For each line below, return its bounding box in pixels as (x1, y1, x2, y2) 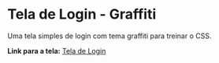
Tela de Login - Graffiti (7, 5, 157, 23)
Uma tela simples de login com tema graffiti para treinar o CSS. (7, 31, 212, 40)
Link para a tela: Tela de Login (7, 46, 106, 55)
